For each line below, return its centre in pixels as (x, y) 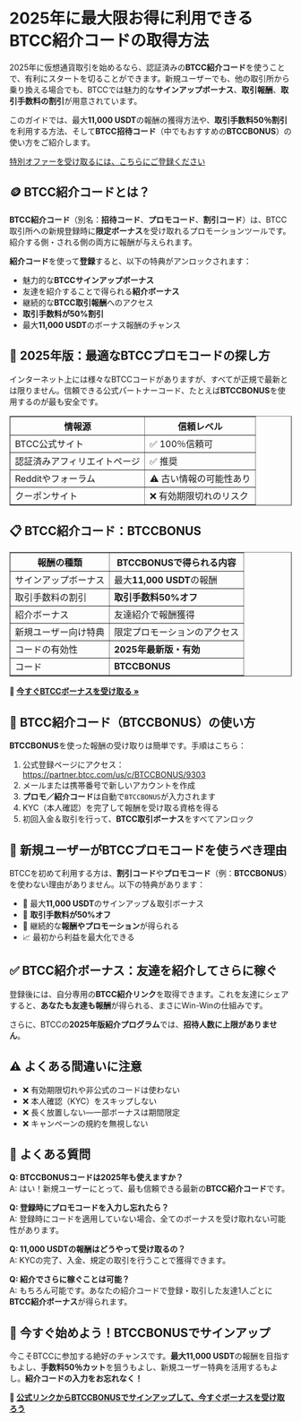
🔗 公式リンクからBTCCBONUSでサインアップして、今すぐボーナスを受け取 (147, 1398)
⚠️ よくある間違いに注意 (76, 1067)
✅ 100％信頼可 (181, 444)
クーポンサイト (47, 496)
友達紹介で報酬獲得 (155, 615)
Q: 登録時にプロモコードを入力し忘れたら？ (89, 1208)
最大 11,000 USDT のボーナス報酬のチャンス (101, 324)
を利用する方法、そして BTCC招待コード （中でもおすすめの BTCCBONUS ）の (150, 131)
